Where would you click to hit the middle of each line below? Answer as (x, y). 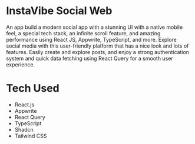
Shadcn (24, 129)
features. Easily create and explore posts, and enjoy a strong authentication (98, 52)
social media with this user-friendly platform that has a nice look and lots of (97, 46)
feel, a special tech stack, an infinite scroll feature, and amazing (83, 33)
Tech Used (33, 88)
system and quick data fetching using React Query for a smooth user (90, 58)
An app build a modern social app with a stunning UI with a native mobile (95, 27)
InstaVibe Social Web (59, 11)
